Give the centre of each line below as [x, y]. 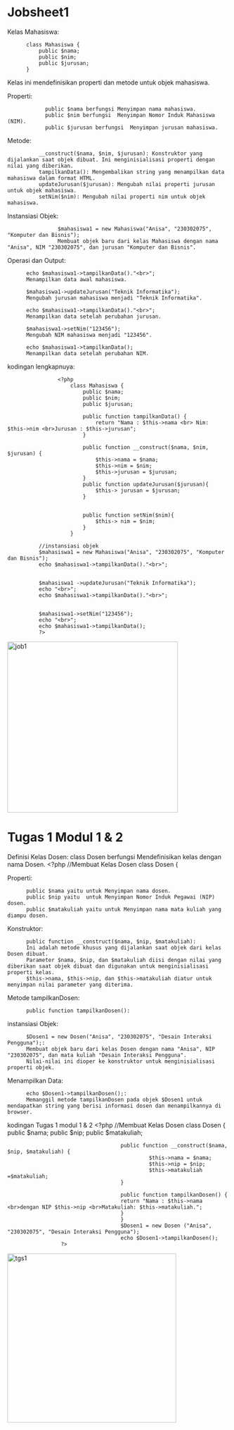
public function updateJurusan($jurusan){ [146, 484]
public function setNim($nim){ [128, 515]
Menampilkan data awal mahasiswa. [77, 279]
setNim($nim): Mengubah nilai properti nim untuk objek [122, 197]
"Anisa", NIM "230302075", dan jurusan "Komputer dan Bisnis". [102, 247]
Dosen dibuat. [28, 954]
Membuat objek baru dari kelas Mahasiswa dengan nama [138, 241]
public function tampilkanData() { [135, 417]
